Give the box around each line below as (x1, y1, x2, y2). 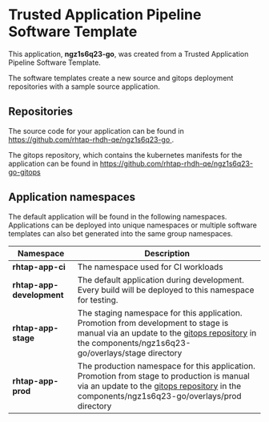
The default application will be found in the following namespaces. (8, 211, 227, 221)
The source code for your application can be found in (8, 126, 184, 135)
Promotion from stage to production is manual (77, 370, 250, 381)
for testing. (77, 294, 118, 305)
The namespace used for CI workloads (77, 261, 223, 272)
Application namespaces (8, 191, 136, 204)
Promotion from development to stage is (77, 317, 229, 328)
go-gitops (8, 167, 42, 177)
